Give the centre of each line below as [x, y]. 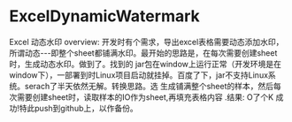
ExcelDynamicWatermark [105, 16]
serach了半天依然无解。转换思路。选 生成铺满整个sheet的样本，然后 [149, 86]
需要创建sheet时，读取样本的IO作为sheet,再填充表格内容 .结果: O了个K [145, 97]
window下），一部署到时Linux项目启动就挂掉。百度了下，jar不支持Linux [138, 75]
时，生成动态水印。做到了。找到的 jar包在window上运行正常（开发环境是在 [145, 64]
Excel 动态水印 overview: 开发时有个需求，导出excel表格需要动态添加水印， [146, 42]
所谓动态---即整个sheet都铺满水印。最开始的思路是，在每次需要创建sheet [143, 53]
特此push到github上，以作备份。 [79, 108]
